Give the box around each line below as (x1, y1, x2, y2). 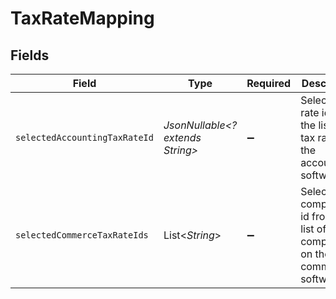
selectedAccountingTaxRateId (15, 132, 154, 143)
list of (300, 222, 327, 236)
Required (246, 77, 292, 90)
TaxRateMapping (10, 7, 155, 30)
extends (163, 131, 202, 144)
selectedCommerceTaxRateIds (15, 230, 149, 241)
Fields (10, 47, 50, 64)
